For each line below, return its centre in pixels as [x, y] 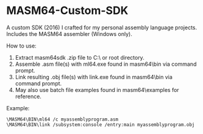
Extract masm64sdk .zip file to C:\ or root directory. [80, 57]
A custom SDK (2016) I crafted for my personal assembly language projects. [102, 27]
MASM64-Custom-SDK [67, 11]
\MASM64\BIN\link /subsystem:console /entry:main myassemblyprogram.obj [101, 125]
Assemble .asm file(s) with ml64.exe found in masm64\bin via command [106, 64]
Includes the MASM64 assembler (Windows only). [69, 33]
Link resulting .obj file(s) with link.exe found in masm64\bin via [94, 77]
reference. [28, 96]
